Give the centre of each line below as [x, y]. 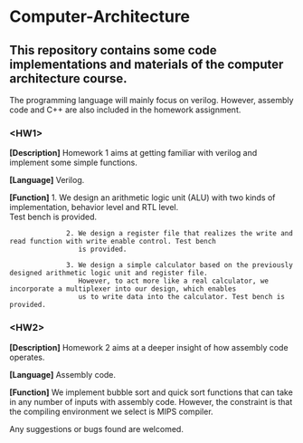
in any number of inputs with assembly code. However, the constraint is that [151, 401]
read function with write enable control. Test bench [113, 242]
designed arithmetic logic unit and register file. [109, 274]
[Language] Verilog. [47, 180]
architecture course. [69, 78]
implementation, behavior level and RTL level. [94, 207]
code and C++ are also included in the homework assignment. [125, 110]
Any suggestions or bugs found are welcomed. [96, 429]
